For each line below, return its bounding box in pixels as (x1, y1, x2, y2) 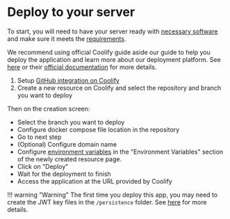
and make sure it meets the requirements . (7, 34, 126, 42)
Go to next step (17, 133, 62, 141)
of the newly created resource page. (17, 154, 122, 163)
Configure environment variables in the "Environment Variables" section (17, 147, 224, 156)
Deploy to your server (7, 4, 135, 20)
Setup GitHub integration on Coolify (17, 76, 120, 84)
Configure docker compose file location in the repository (17, 125, 180, 133)
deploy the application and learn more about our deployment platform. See (7, 55, 221, 63)
